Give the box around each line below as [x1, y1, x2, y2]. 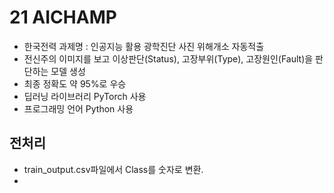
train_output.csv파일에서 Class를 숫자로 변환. [23, 163, 204, 175]
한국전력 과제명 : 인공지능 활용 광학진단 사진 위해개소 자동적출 [23, 40, 265, 52]
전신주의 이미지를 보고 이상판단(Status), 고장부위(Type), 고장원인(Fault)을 [23, 52, 314, 65]
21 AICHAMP [9, 6, 117, 29]
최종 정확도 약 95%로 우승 [23, 77, 127, 90]
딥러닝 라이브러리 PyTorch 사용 [23, 90, 147, 102]
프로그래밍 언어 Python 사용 [23, 102, 134, 115]
